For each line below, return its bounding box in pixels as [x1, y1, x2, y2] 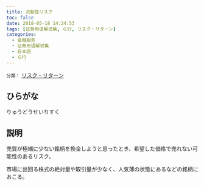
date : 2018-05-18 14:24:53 [6, 20, 75, 26]
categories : [6, 32, 37, 38]
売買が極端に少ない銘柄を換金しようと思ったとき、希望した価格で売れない [6, 145, 193, 153]
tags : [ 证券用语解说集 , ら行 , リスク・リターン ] [6, 26, 116, 32]
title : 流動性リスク [6, 9, 53, 15]
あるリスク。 [22, 153, 54, 160]
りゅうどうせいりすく [6, 108, 60, 115]
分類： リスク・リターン [6, 71, 64, 79]
